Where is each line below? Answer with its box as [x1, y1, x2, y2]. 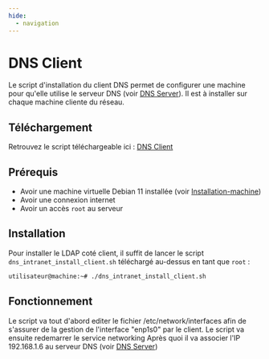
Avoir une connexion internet [19, 195, 116, 205]
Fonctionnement [8, 295, 93, 308]
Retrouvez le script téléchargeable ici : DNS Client [8, 142, 173, 152]
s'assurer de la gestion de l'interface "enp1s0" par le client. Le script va [8, 324, 245, 334]
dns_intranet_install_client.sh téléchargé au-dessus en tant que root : [8, 256, 251, 266]
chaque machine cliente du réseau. [8, 97, 124, 107]
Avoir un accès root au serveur [19, 204, 123, 214]
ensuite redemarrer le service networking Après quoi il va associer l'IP [8, 332, 241, 342]
